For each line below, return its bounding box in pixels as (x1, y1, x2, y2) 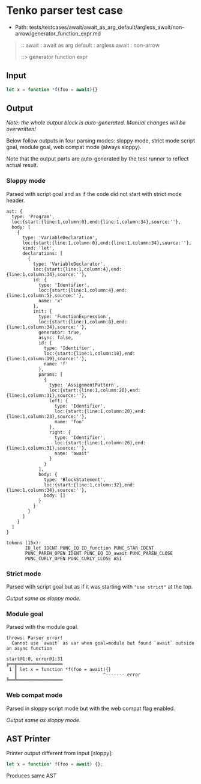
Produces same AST (6, 772, 57, 779)
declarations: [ (22, 250, 63, 256)
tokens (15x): (6, 539, 42, 546)
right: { (49, 429, 71, 435)
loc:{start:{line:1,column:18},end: (44, 350, 136, 357)
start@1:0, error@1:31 (6, 656, 63, 662)
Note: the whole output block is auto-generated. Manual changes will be (6, 119, 186, 126)
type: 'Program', (11, 213, 55, 219)
